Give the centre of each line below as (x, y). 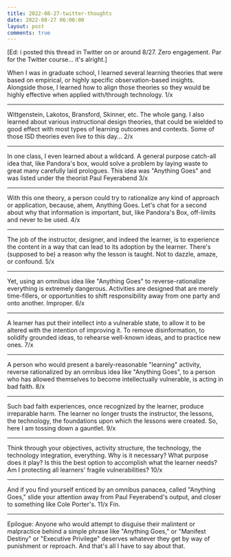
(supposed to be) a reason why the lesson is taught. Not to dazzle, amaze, (112, 254)
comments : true (29, 33)
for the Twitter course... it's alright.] (57, 60)
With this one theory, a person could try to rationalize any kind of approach (113, 198)
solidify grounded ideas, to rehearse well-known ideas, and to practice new (114, 338)
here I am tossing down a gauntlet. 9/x (62, 428)
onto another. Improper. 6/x (46, 303)
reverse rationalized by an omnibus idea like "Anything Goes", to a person (111, 372)
